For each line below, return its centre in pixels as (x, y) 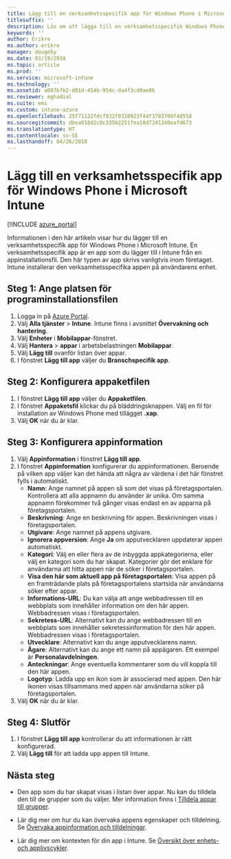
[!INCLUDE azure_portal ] (42, 224)
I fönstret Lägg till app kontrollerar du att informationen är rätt (104, 739)
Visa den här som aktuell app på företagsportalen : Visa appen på (121, 576)
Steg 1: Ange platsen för (59, 289)
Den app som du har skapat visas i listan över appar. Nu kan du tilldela (117, 792)
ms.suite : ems (27, 103)
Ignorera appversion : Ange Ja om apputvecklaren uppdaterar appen (125, 540)
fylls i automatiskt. (43, 481)
